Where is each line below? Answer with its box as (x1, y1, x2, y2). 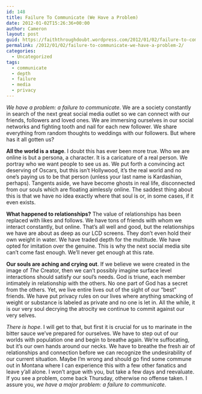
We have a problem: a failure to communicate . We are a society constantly (6, 104, 191, 111)
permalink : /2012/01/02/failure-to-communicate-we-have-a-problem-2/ (6, 43, 185, 49)
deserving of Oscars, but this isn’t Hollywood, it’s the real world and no (6, 166, 182, 174)
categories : (6, 48, 36, 54)
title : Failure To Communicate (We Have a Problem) (6, 14, 138, 20)
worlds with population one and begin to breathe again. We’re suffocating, (6, 336, 190, 343)
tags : (6, 59, 20, 65)
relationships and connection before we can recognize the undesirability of (6, 349, 192, 356)
